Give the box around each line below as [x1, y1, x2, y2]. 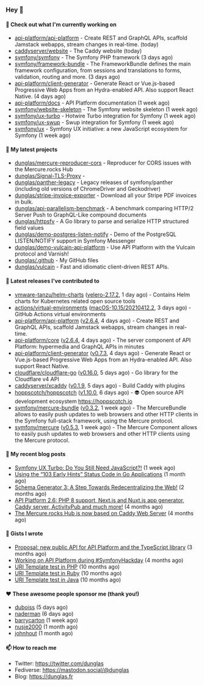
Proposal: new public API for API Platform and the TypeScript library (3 [14, 544, 193, 551]
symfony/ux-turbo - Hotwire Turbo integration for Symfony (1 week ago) [14, 112, 196, 120]
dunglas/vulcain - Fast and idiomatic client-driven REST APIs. [14, 263, 169, 271]
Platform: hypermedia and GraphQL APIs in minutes [14, 342, 145, 350]
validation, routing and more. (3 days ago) [14, 73, 120, 81]
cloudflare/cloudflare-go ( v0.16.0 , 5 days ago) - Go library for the [14, 369, 178, 376]
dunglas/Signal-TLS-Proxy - [14, 172, 86, 180]
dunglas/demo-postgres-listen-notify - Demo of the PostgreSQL [14, 231, 177, 238]
